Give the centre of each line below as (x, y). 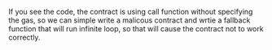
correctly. (24, 37)
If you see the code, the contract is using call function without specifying (131, 12)
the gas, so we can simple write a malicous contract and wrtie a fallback (129, 20)
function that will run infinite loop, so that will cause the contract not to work (136, 29)
